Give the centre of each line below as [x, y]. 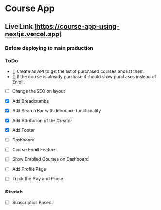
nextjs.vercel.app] [34, 34]
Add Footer [23, 130]
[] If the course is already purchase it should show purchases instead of [84, 76]
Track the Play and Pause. [38, 179]
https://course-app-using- [78, 26]
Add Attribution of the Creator [42, 120]
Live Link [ [21, 26]
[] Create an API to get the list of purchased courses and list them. [78, 71]
